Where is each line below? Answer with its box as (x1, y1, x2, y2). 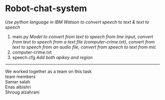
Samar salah (5, 79, 30, 84)
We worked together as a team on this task (5, 68, 92, 74)
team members (5, 74, 36, 80)
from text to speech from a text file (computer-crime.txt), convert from (12, 39, 155, 44)
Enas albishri (5, 84, 31, 90)
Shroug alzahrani (5, 89, 40, 95)
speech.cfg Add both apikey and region (12, 54, 93, 60)
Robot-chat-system (5, 3, 87, 14)
